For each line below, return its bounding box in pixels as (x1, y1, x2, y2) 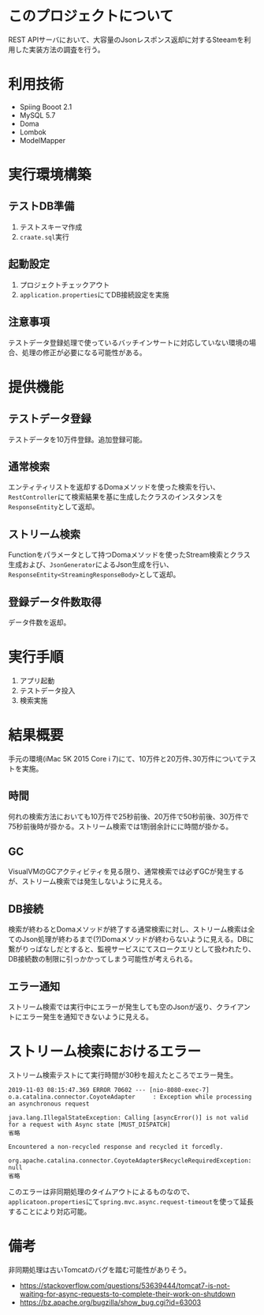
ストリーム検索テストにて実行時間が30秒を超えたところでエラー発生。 (8, 1071, 238, 1079)
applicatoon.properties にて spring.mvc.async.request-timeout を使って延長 (8, 1197, 254, 1206)
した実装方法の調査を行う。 (14, 44, 105, 54)
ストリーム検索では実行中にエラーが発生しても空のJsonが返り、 (8, 1002, 217, 1012)
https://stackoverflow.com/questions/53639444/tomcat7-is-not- (19, 1280, 231, 1290)
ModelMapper (19, 135, 66, 145)
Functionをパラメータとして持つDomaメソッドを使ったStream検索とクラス (8, 550, 251, 560)
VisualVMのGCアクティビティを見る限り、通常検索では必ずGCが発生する (8, 867, 244, 876)
